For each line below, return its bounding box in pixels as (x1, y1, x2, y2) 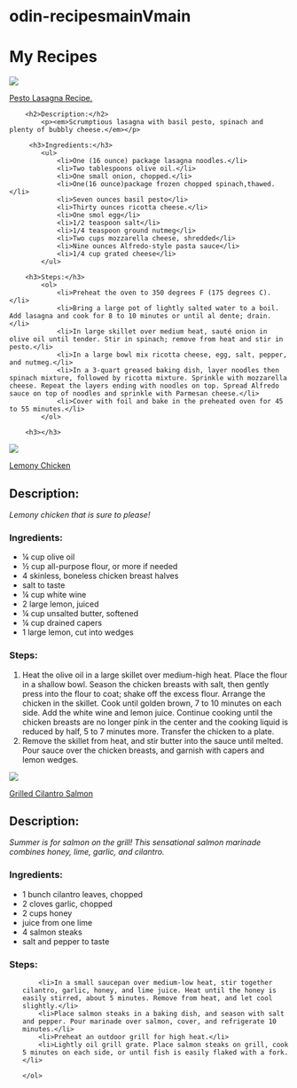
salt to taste (21, 580, 66, 591)
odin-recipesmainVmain (9, 6, 191, 27)
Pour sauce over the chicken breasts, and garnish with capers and (21, 745, 265, 755)
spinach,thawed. (215, 180, 276, 189)
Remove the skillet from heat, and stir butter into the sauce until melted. (21, 735, 284, 746)
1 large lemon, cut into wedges (21, 627, 135, 638)
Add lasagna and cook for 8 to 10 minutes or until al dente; (9, 312, 244, 321)
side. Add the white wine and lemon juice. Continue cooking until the (21, 707, 273, 717)
